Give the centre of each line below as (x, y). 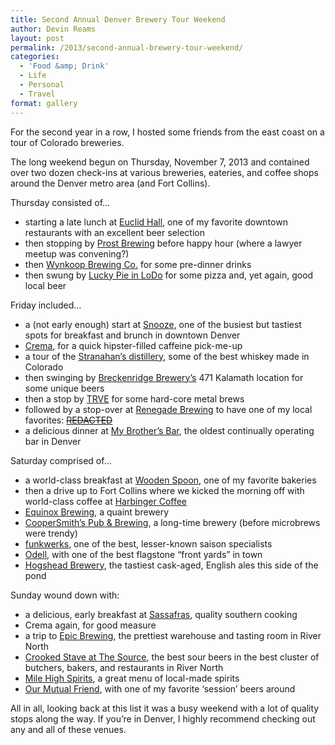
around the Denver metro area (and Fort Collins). (110, 183)
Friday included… (46, 305)
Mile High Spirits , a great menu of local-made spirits (132, 678)
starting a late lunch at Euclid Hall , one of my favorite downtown (156, 222)
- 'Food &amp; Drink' (64, 66)
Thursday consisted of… (60, 202)
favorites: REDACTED (68, 420)
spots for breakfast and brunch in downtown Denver (132, 335)
